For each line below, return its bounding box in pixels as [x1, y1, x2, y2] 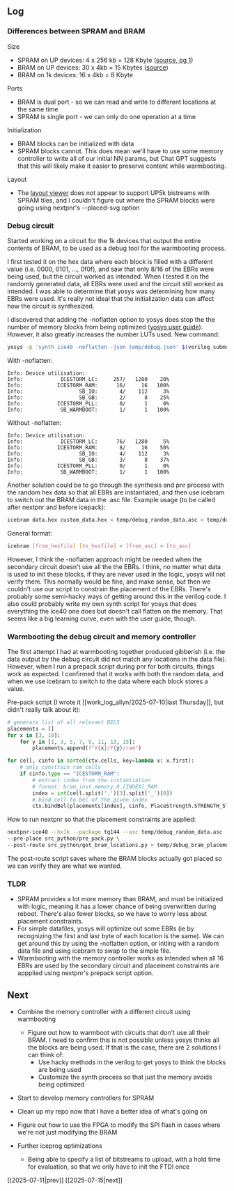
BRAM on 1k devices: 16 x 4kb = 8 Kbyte [17, 70, 134, 79]
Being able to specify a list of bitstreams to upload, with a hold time [27, 1155, 221, 1164]
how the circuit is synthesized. [7, 302, 95, 310]
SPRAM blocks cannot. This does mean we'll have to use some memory [17, 146, 224, 155]
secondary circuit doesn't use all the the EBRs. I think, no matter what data [7, 562, 221, 570]
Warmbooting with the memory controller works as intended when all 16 [17, 954, 224, 963]
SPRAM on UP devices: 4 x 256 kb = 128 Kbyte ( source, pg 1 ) [17, 56, 194, 64]
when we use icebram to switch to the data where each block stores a [7, 677, 208, 685]
